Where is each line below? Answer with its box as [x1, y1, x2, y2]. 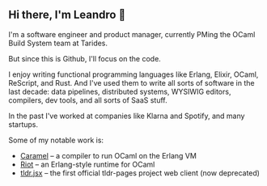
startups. [8, 119, 39, 129]
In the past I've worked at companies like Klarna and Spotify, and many [8, 111, 245, 120]
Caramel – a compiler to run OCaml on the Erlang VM [19, 150, 197, 160]
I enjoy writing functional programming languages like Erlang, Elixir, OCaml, [8, 70, 259, 79]
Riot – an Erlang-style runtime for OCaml [19, 159, 155, 169]
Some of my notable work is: [8, 135, 104, 145]
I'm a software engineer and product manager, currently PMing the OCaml [8, 29, 256, 39]
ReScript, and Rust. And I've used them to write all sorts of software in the [8, 78, 255, 87]
